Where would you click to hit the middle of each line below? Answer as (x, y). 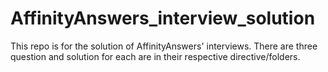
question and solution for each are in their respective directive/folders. (155, 56)
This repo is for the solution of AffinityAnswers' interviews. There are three (164, 46)
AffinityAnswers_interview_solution (163, 18)
